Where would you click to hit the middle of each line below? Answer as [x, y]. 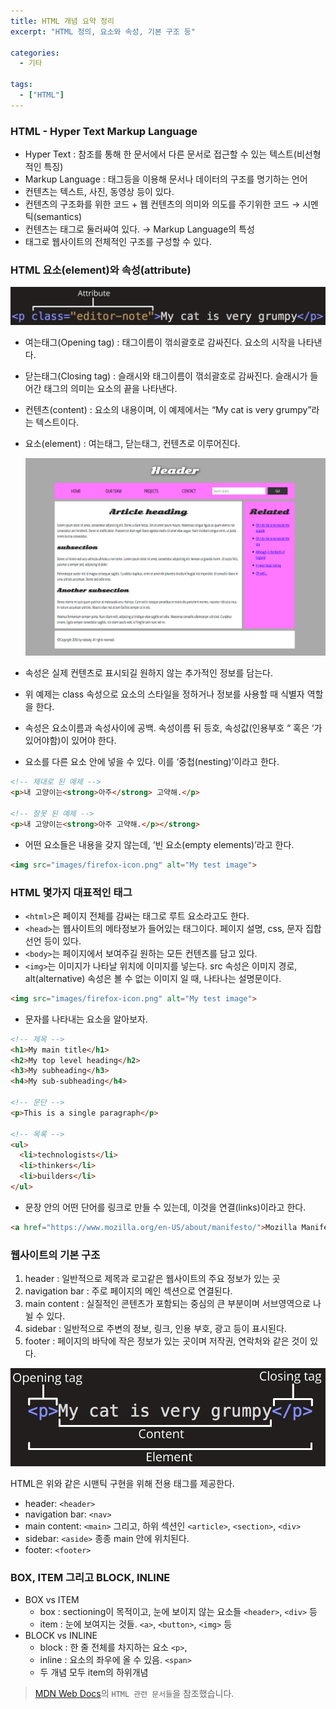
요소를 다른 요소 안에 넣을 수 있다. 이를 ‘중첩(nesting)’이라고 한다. [152, 762]
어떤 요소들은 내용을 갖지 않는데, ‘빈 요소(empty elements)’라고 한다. [159, 844]
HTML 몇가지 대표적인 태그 [71, 892]
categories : [35, 53]
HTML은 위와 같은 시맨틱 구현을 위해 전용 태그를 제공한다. [122, 1483]
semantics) [59, 217]
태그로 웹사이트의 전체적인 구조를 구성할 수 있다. [118, 242]
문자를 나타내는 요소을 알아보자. [86, 1019]
